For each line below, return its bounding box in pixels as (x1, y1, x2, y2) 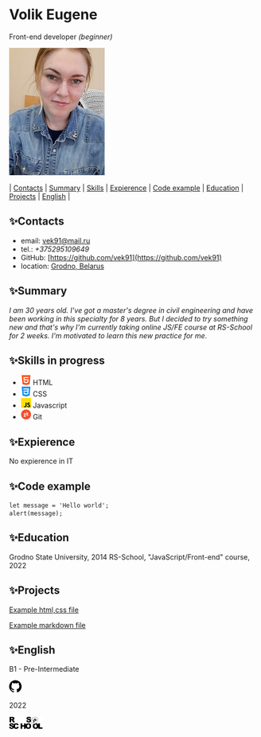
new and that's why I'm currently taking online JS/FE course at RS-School (9, 322, 253, 332)
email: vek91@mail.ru (20, 236, 91, 245)
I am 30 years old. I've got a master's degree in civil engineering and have (9, 305, 254, 315)
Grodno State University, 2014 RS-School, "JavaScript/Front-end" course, (9, 552, 250, 562)
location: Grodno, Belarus (20, 261, 104, 271)
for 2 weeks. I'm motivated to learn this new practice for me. (9, 330, 208, 340)
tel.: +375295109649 (20, 244, 90, 254)
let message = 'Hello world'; (9, 501, 110, 509)
